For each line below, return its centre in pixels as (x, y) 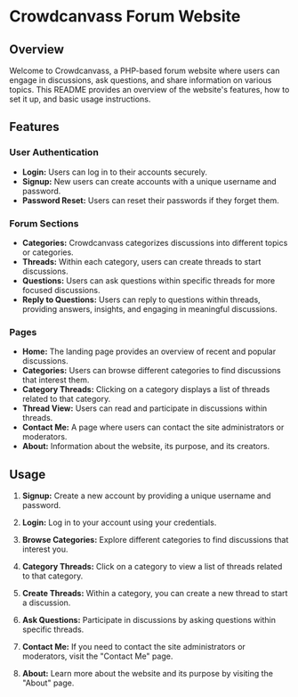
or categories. (48, 252)
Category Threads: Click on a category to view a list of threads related (152, 567)
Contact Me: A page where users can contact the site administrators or (153, 427)
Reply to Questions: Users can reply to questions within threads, (141, 299)
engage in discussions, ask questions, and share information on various (141, 80)
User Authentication (54, 152)
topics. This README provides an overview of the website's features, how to (149, 90)
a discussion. (46, 603)
